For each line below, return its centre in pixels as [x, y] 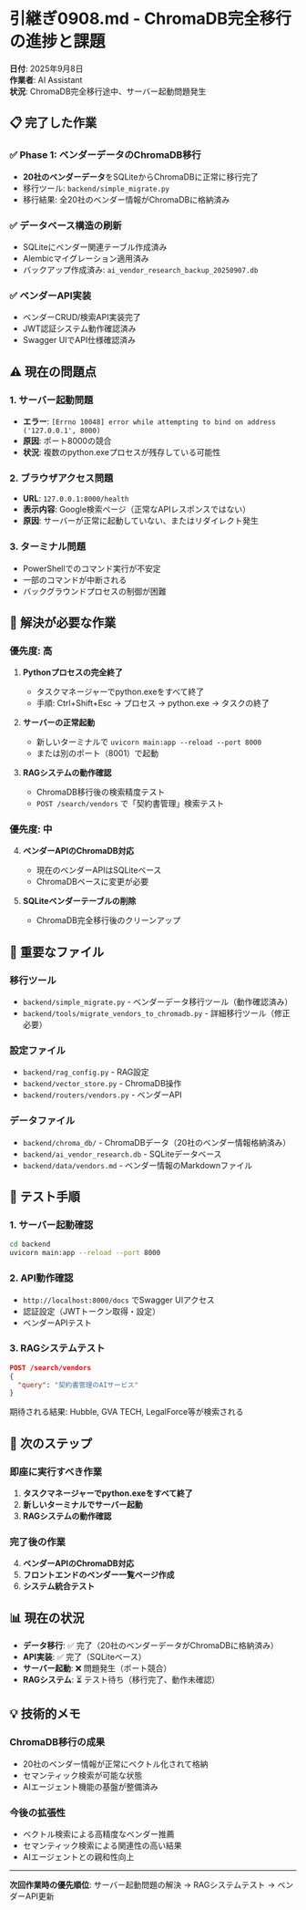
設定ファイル [38, 1051]
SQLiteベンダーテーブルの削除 [79, 901]
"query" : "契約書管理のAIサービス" [78, 1385]
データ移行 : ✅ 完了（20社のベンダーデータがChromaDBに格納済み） [151, 1645]
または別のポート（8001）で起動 [97, 753]
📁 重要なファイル [57, 952]
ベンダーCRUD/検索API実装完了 [82, 317]
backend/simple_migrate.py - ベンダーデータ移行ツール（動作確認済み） [158, 1002]
